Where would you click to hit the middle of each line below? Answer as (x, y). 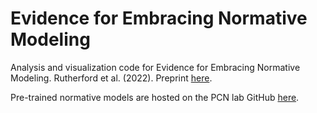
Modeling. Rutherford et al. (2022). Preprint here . (111, 78)
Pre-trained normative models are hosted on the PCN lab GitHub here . (155, 97)
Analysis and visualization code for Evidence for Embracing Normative (155, 67)
